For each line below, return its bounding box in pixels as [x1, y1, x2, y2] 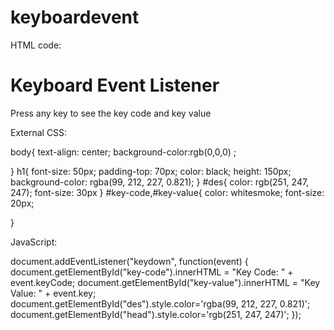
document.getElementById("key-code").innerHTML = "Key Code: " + [10, 266, 294, 278]
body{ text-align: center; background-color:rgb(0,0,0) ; [10, 146, 237, 158]
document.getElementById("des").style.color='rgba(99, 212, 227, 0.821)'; [10, 297, 311, 310]
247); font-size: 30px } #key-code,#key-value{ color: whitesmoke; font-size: [10, 186, 325, 198]
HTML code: [10, 39, 62, 51]
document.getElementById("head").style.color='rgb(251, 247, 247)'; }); [10, 308, 302, 320]
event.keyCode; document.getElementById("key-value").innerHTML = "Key [10, 276, 321, 288]
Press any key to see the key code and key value [10, 107, 212, 119]
